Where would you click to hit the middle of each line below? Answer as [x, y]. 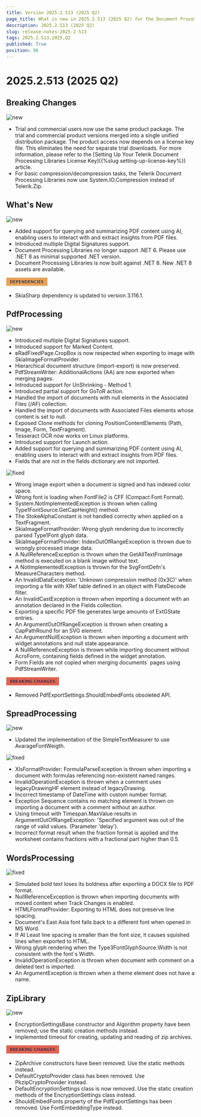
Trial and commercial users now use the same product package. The [99, 129]
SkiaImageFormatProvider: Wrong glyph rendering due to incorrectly [99, 529]
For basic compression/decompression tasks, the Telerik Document [98, 173]
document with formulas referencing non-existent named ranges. [95, 776]
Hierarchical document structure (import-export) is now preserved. [98, 366]
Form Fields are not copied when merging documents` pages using [98, 662]
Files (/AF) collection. [41, 403]
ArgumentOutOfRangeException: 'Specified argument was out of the [99, 820]
